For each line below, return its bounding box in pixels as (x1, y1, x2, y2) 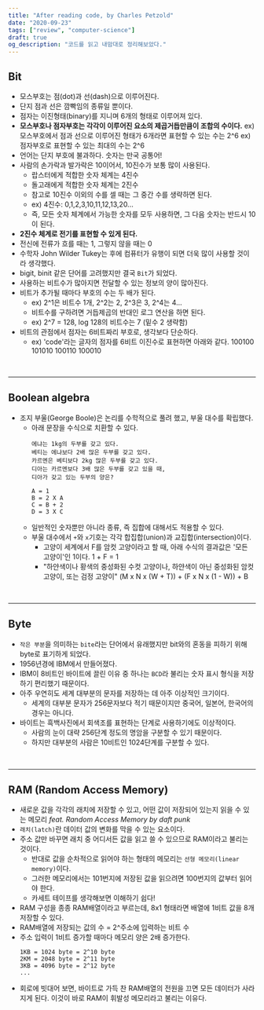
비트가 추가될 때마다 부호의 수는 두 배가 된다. (19, 287, 156, 297)
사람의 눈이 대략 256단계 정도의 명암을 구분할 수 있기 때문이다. (31, 727, 222, 737)
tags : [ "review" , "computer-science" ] (8, 26, 135, 34)
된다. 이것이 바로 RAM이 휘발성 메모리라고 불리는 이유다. (34, 994, 207, 1003)
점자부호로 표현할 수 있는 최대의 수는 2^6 (19, 141, 145, 150)
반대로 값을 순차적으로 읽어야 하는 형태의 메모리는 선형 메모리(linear (31, 854, 240, 864)
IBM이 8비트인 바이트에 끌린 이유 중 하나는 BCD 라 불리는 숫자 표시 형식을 (19, 668, 240, 678)
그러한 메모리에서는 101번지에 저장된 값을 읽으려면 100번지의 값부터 (31, 873, 238, 884)
